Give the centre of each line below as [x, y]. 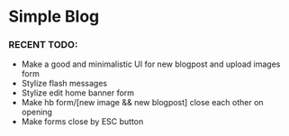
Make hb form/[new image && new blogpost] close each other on [142, 103]
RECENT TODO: [43, 45]
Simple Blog [54, 17]
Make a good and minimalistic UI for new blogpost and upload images [151, 64]
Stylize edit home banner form [78, 93]
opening [37, 112]
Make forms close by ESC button [82, 122]
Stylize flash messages [64, 84]
